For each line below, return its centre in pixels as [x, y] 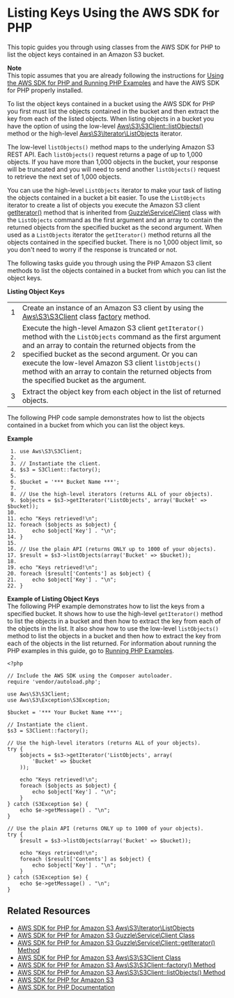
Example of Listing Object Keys [53, 599]
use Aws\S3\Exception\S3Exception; [59, 700]
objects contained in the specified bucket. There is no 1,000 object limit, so [115, 242]
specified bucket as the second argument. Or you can [110, 354]
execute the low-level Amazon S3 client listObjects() [111, 362]
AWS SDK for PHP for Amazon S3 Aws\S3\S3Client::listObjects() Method [121, 972]
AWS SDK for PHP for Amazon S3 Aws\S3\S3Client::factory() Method [116, 964]
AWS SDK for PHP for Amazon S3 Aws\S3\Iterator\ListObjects [106, 927]
